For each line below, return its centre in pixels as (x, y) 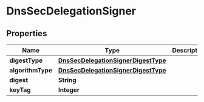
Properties (27, 33)
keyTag (20, 90)
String (67, 80)
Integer (69, 90)
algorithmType (31, 70)
